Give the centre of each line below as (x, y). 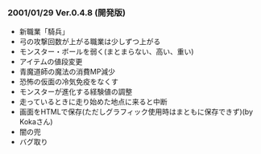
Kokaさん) (36, 122)
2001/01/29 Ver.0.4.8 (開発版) (67, 12)
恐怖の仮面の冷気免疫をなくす (68, 82)
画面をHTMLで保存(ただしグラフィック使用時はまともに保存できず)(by (136, 112)
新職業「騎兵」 (44, 32)
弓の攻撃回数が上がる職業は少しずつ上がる (90, 42)
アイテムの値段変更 (51, 62)
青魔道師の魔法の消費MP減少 (67, 72)
